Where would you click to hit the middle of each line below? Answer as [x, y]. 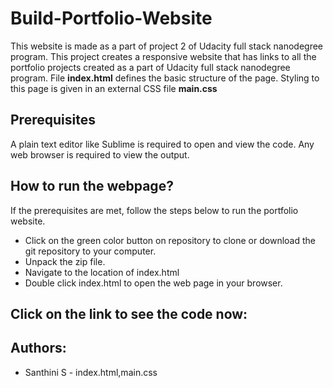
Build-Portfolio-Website [111, 18]
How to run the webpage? [92, 186]
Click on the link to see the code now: [129, 313]
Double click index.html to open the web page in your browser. [153, 283]
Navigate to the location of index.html [102, 272]
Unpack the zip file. [65, 261]
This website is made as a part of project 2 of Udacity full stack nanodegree [167, 46]
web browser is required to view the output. [100, 154]
